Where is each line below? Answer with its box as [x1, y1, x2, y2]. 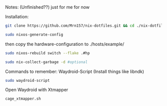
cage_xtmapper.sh [5, 96, 41, 102]
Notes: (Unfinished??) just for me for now [5, 4, 90, 10]
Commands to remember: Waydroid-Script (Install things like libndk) [5, 69, 144, 74]
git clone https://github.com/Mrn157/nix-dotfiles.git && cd [5, 23, 135, 28]
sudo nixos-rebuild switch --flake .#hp [5, 50, 90, 56]
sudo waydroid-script [5, 78, 50, 83]
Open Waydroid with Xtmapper [5, 87, 69, 93]
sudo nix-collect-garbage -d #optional [5, 59, 88, 65]
